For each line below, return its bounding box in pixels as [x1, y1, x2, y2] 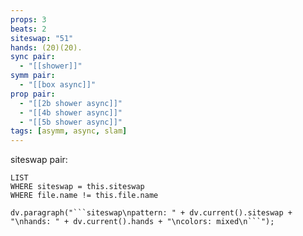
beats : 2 [10, 24, 47, 34]
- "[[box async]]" [19, 80, 97, 90]
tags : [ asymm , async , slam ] [10, 126, 128, 136]
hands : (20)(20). [10, 42, 83, 53]
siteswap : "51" [10, 33, 74, 43]
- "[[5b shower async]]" [19, 117, 123, 127]
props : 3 [10, 14, 47, 25]
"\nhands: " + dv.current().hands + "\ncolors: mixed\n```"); [10, 217, 275, 227]
